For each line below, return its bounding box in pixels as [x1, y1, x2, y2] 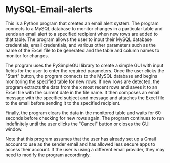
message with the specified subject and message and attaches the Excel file [5, 95, 165, 101]
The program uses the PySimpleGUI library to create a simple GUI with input [5, 62, 164, 68]
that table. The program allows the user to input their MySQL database [5, 36, 152, 43]
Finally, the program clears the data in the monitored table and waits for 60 [5, 110, 161, 116]
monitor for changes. [5, 52, 49, 59]
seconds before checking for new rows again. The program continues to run [5, 115, 164, 121]
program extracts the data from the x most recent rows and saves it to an [5, 84, 158, 90]
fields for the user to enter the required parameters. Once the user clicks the [5, 67, 164, 74]
